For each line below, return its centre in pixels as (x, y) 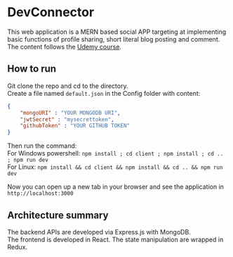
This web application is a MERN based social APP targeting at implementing (117, 32)
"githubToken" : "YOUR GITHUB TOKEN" (75, 126)
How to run (32, 69)
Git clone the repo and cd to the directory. (68, 86)
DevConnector (51, 12)
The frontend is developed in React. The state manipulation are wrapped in (115, 239)
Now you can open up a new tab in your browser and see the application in (116, 187)
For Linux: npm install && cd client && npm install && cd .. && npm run (115, 167)
